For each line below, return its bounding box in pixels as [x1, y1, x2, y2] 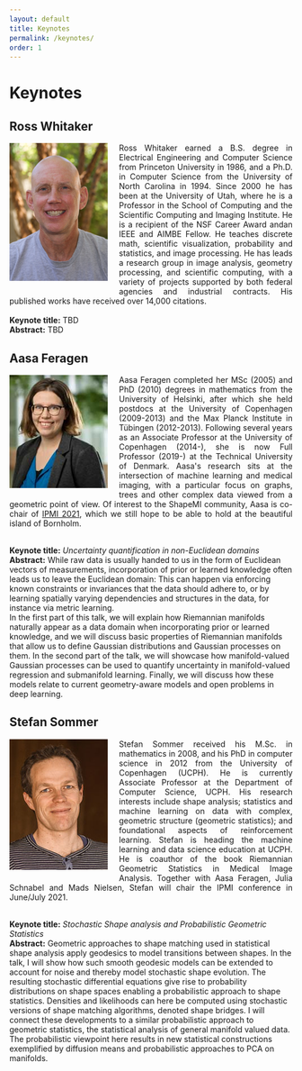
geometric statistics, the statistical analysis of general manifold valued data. [9, 1023, 290, 1035]
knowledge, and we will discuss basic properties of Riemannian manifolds [9, 631, 283, 642]
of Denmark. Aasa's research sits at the [119, 460, 293, 472]
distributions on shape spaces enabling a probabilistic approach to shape [9, 985, 281, 996]
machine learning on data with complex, [119, 805, 293, 816]
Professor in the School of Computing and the [119, 200, 293, 211]
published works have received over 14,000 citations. [9, 295, 207, 306]
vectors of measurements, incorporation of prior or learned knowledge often [9, 564, 293, 576]
